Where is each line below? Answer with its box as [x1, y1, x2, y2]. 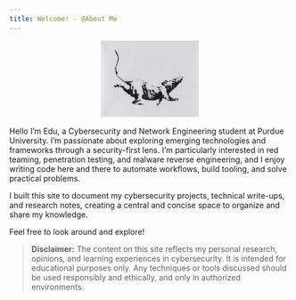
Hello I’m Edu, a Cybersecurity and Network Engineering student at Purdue [9, 126, 284, 137]
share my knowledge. [9, 209, 88, 220]
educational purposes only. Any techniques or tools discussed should [30, 263, 287, 273]
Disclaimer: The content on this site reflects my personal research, [30, 244, 278, 255]
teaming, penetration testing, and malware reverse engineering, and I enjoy [9, 154, 285, 165]
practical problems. [9, 174, 80, 184]
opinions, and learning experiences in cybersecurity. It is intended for [30, 254, 287, 264]
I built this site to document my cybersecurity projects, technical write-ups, [9, 191, 285, 201]
